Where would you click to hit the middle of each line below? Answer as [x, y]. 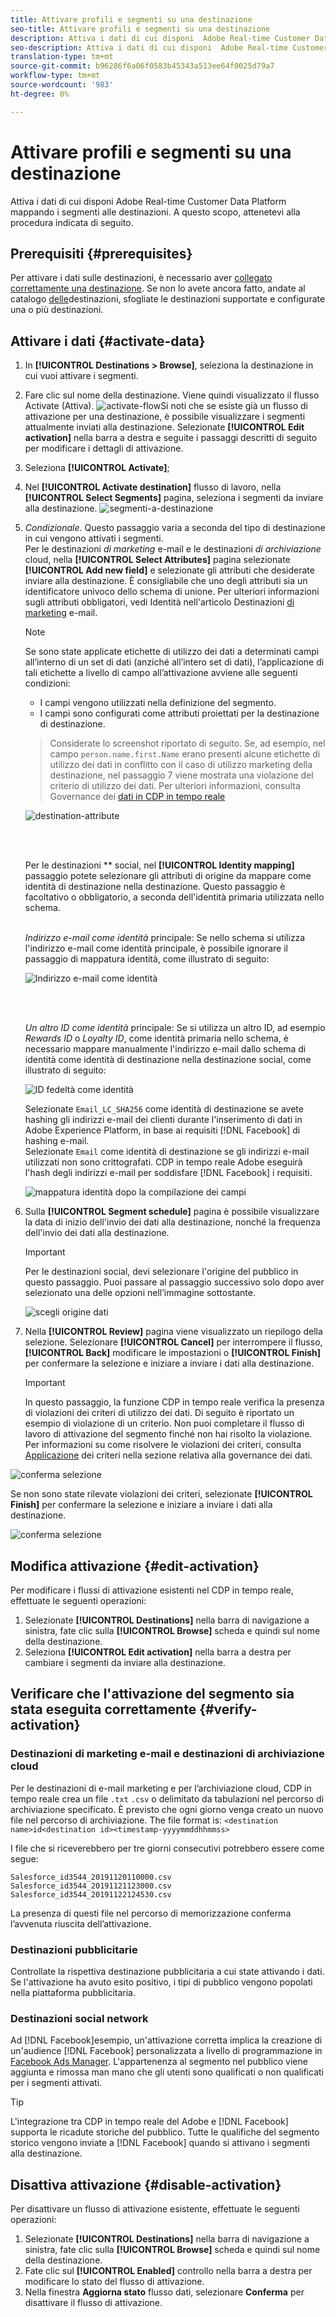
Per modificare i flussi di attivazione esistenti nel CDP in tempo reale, [152, 1590]
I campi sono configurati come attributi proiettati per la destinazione [179, 713]
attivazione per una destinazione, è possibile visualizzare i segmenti [165, 417]
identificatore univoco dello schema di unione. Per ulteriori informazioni [172, 592]
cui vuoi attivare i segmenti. [81, 376]
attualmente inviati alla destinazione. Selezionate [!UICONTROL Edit [164, 427]
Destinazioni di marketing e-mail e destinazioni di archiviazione [167, 1754]
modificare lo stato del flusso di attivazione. [114, 2282]
